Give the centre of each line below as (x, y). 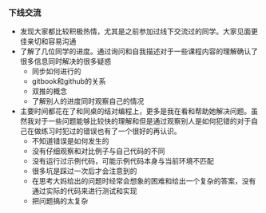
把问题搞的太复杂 (60, 201)
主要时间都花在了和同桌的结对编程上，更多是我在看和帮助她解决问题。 (135, 111)
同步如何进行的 (56, 71)
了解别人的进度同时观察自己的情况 (88, 101)
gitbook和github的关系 (69, 81)
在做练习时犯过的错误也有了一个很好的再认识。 (104, 131)
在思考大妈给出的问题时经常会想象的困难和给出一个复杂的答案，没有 (144, 181)
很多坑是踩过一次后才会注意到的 (84, 171)
